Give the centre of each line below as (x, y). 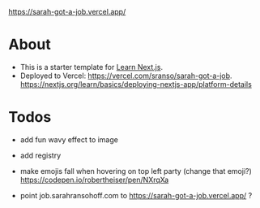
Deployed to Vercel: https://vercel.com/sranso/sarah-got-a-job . (126, 76)
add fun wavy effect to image (69, 139)
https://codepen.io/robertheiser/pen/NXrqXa (94, 180)
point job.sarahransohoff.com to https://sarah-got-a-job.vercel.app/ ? (136, 195)
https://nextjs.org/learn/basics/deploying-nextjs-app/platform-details (136, 84)
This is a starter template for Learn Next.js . (92, 67)
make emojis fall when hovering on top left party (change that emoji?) (136, 171)
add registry (40, 155)
